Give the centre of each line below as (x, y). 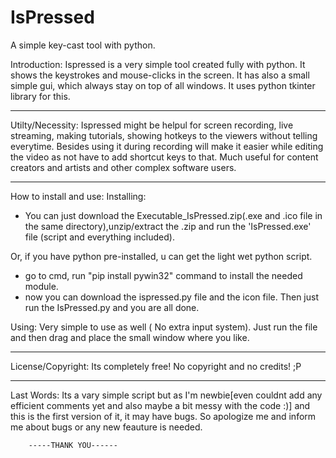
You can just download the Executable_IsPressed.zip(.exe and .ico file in (173, 215)
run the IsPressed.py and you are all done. (112, 307)
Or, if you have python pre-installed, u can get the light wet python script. (161, 256)
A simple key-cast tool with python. (83, 45)
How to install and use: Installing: (78, 196)
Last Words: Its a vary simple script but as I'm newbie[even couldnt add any (166, 395)
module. (41, 286)
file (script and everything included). (99, 237)
